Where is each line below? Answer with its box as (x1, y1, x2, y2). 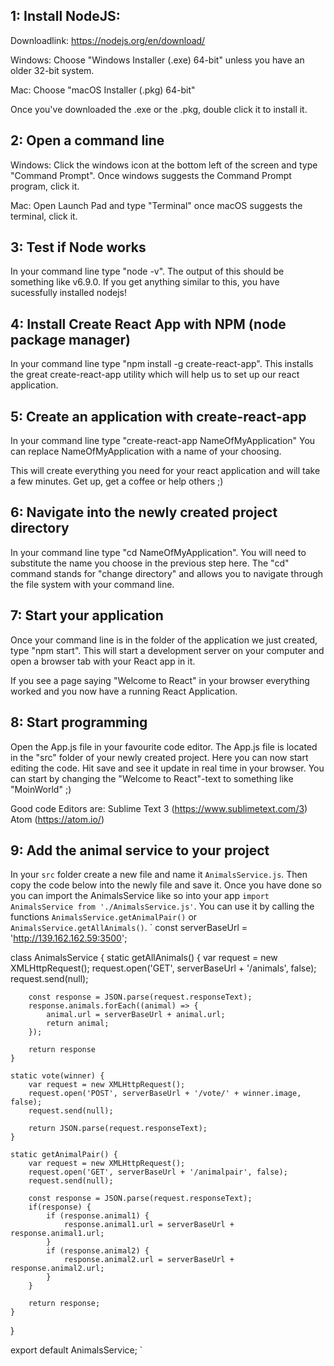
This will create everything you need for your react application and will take (10, 465, 321, 477)
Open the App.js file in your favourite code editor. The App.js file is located (10, 740, 318, 753)
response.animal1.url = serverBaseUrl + (63, 1220, 235, 1230)
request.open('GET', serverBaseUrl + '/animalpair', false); (28, 1167, 288, 1178)
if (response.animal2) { (46, 1246, 150, 1256)
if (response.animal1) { (46, 1211, 150, 1221)
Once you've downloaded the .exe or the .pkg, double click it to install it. (10, 103, 308, 115)
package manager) (10, 331, 131, 348)
